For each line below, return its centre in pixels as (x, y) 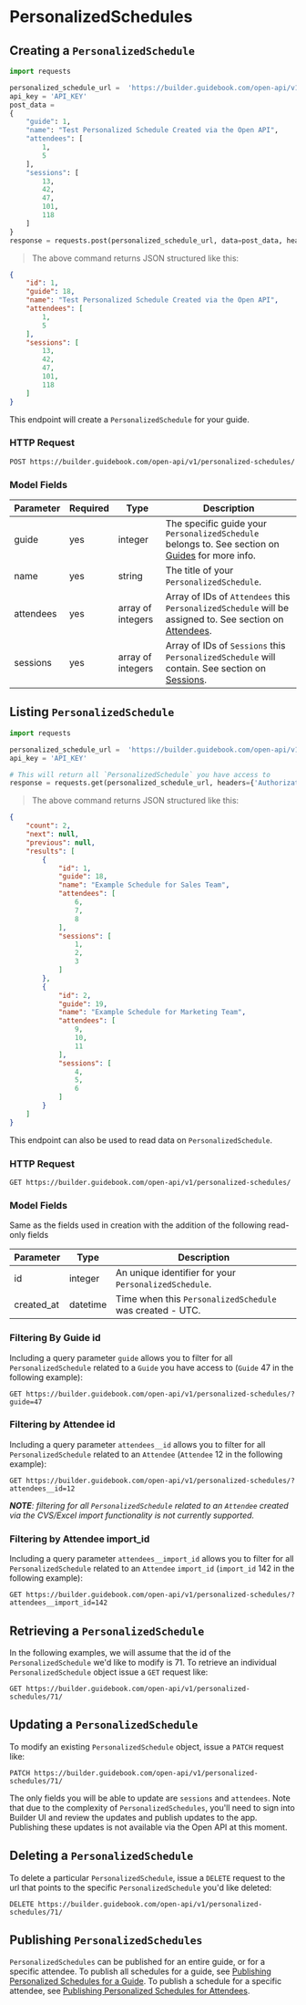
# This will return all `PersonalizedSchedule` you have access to (140, 774)
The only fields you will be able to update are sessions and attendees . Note (150, 1798)
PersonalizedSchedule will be (227, 608)
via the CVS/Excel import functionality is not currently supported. (132, 1515)
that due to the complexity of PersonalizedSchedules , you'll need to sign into (153, 1807)
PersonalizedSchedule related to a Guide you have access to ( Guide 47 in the (152, 1367)
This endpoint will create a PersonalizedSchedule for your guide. (130, 419)
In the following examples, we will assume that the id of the (120, 1652)
